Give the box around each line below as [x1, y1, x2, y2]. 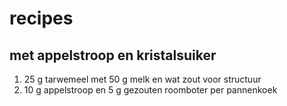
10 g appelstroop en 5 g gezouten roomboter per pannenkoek [23, 84, 278, 96]
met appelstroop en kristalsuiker [9, 47, 217, 64]
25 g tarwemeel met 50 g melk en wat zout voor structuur [23, 73, 262, 85]
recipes [9, 7, 74, 30]
